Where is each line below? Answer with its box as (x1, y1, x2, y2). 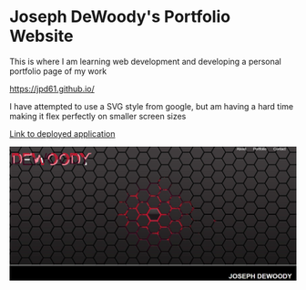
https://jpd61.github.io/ (9, 83, 96, 94)
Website (9, 26, 74, 47)
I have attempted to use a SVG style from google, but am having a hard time (9, 100, 294, 111)
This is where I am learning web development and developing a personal (9, 56, 282, 67)
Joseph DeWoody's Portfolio (9, 6, 230, 27)
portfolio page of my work (9, 66, 107, 77)
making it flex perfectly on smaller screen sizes (9, 110, 187, 121)
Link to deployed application (9, 128, 116, 139)
